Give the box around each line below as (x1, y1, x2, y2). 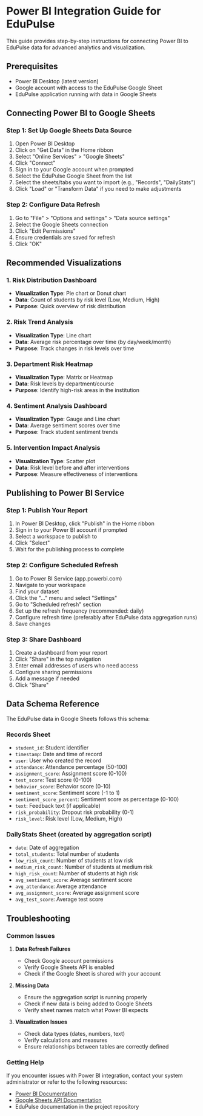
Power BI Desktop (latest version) (15, 77, 99, 84)
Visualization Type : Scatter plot (15, 457, 96, 464)
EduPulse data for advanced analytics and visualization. (6, 44, 146, 51)
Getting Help (6, 1058, 44, 1066)
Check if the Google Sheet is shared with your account (24, 970, 161, 977)
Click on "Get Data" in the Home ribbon (15, 146, 113, 154)
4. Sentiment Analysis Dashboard (6, 401, 107, 410)
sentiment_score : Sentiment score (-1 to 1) (15, 789, 120, 796)
